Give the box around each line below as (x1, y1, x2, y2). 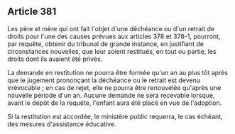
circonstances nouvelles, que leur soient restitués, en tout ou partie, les (7, 47, 217, 55)
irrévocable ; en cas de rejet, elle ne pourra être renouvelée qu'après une (7, 83, 222, 91)
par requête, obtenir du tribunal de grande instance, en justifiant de (7, 39, 204, 48)
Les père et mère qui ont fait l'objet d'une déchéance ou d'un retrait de (7, 24, 215, 33)
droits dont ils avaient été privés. (7, 55, 103, 63)
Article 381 (7, 6, 57, 18)
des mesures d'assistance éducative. (7, 120, 116, 128)
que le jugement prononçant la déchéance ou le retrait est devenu (7, 76, 201, 84)
